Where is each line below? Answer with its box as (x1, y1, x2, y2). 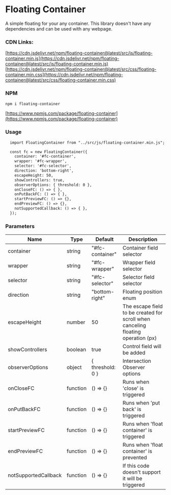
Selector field (122, 273, 155, 281)
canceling (122, 322, 147, 329)
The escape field (122, 303, 163, 310)
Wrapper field (122, 259, 156, 266)
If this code (122, 462, 150, 470)
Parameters (5, 223, 35, 230)
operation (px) (122, 334, 157, 342)
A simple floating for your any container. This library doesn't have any (5, 20, 152, 26)
